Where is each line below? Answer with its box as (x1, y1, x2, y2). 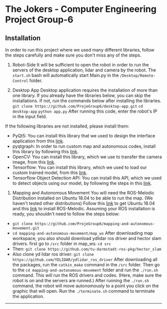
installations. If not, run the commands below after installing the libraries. (12, 98, 162, 104)
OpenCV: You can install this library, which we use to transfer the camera (12, 154, 163, 160)
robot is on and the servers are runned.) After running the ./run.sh (12, 278, 149, 283)
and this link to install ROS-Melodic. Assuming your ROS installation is (12, 206, 156, 211)
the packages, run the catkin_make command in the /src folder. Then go (12, 262, 160, 267)
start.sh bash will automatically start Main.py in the (12, 72, 119, 78)
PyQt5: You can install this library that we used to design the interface (12, 133, 156, 138)
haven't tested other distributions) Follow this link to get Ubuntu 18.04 (12, 200, 155, 206)
